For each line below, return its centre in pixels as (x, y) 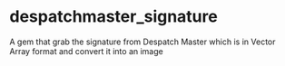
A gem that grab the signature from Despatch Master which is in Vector (142, 42)
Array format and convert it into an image (86, 51)
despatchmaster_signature (113, 17)
